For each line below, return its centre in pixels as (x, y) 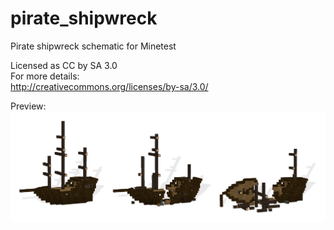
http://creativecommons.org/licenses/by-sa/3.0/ (109, 86)
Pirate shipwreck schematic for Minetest (93, 46)
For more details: (45, 76)
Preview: (28, 106)
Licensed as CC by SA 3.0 (64, 65)
